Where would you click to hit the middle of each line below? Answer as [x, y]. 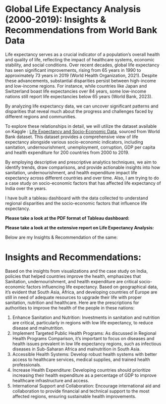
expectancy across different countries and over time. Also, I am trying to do [82, 178]
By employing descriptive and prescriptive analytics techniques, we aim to [81, 162]
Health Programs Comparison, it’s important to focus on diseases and [83, 338]
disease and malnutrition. [38, 328]
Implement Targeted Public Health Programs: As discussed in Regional [84, 333]
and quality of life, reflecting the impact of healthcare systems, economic [80, 59]
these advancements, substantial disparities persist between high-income [81, 81]
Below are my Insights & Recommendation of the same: [61, 237]
